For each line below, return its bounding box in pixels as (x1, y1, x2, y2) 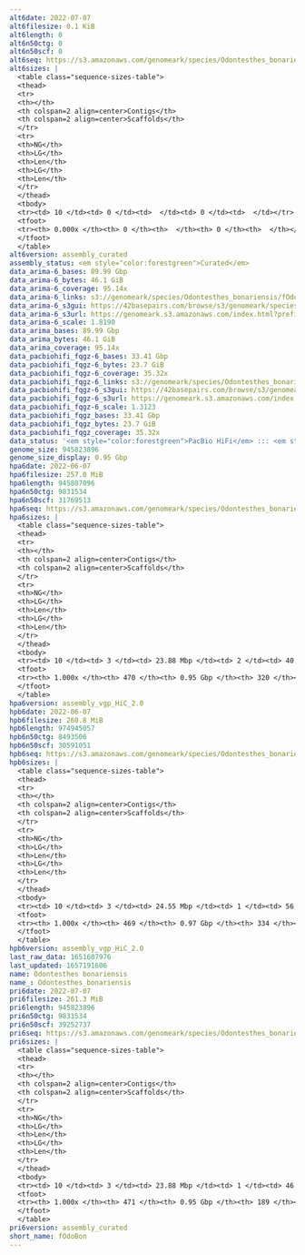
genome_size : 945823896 (9, 445, 100, 454)
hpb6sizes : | (9, 757, 59, 767)
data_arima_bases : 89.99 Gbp (9, 327, 120, 336)
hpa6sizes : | (9, 512, 59, 521)
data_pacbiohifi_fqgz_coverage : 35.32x (9, 428, 161, 437)
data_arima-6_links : (9, 292, 88, 301)
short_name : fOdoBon (9, 1231, 88, 1240)
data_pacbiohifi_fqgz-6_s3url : (9, 394, 128, 403)
